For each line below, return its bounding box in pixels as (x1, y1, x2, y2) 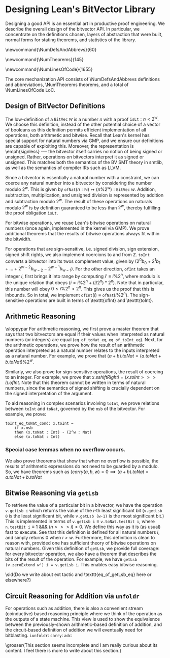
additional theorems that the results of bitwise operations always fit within (5, 231, 160, 237)
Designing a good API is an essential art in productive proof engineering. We (5, 20, 165, 26)
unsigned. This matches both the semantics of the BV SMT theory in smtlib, (5, 159, 163, 166)
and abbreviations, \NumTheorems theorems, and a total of (5, 81, 129, 88)
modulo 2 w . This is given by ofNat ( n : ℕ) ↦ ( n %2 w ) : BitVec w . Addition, (5, 185, 156, 193)
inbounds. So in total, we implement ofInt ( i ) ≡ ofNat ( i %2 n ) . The (5, 291, 139, 298)
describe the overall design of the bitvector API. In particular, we (5, 25, 140, 32)
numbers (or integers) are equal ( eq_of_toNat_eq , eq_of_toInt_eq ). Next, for (5, 336, 163, 342)
